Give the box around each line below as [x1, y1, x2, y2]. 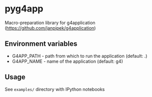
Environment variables [5, 40, 78, 48]
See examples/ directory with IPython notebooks [5, 86, 105, 92]
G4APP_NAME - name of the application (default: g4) [12, 58, 123, 64]
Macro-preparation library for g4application [5, 20, 95, 26]
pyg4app [5, 3, 43, 15]
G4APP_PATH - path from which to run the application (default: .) [12, 53, 147, 59]
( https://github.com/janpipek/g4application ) [5, 25, 96, 31]
